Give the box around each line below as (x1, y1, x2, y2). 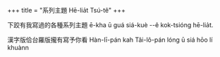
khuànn (7, 44, 30, 51)
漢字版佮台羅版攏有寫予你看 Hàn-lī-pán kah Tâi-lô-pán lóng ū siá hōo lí (7, 35, 213, 44)
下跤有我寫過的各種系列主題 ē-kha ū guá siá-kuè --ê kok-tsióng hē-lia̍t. (7, 21, 214, 29)
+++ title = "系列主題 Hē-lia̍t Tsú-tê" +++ (7, 6, 126, 14)
